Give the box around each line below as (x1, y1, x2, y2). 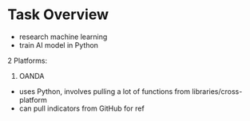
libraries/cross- (192, 86, 243, 96)
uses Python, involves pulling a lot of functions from (18, 86, 191, 96)
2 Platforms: (7, 56, 48, 65)
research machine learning (18, 32, 108, 41)
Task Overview (7, 6, 109, 24)
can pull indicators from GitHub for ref (18, 103, 145, 113)
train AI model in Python (18, 40, 99, 49)
